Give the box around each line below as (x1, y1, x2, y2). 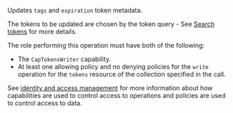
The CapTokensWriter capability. (17, 55, 111, 63)
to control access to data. (7, 99, 83, 107)
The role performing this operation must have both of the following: (7, 41, 205, 49)
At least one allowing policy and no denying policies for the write (17, 63, 209, 70)
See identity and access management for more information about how (7, 84, 213, 92)
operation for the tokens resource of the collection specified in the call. (17, 70, 226, 78)
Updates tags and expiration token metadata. (7, 6, 143, 14)
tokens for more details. (7, 28, 77, 36)
